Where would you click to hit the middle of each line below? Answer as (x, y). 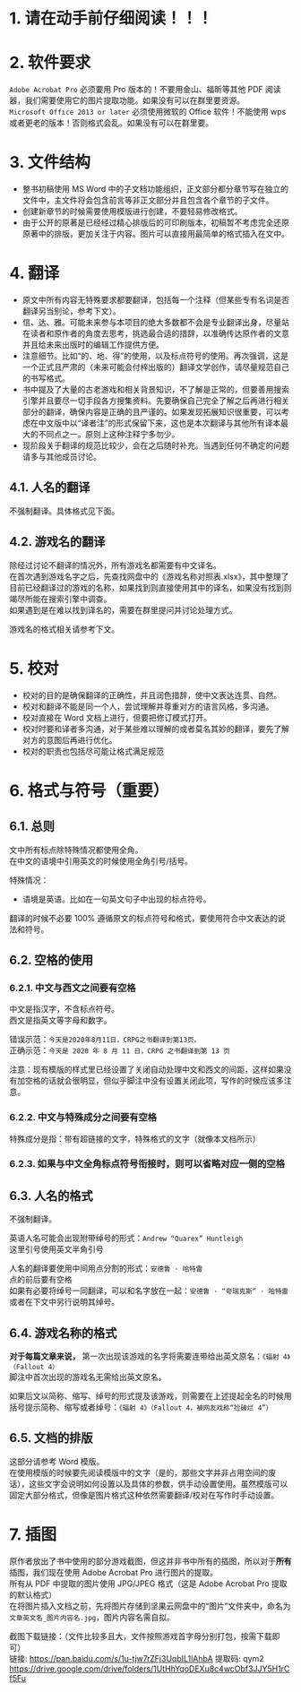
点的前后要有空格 (41, 1280)
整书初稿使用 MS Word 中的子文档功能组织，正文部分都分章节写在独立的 (155, 189)
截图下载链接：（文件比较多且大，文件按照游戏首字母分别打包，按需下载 (141, 1636)
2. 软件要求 (50, 63)
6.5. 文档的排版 (51, 1438)
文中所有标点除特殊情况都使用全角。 (76, 850)
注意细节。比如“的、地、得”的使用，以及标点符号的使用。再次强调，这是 (155, 356)
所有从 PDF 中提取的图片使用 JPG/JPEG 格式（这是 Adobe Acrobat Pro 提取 (149, 1584)
